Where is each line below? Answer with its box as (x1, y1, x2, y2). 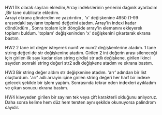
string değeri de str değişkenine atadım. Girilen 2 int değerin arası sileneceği (5, 50, 157, 56)
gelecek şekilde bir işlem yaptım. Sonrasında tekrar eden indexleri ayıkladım (5, 80, 156, 86)
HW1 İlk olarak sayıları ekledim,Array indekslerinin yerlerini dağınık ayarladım (5, 5, 158, 10)
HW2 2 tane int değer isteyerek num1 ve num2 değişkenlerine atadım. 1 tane (5, 45, 156, 50)
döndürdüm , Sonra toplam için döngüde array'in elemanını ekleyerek (5, 25, 143, 31)
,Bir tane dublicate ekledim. (5, 10, 59, 15)
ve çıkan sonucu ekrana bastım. (5, 85, 69, 90)
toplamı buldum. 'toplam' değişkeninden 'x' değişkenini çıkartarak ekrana (5, 30, 151, 36)
